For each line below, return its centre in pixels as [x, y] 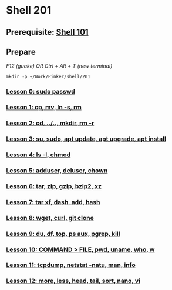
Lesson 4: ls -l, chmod [38, 155]
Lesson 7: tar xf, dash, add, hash [53, 202]
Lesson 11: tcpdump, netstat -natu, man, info [71, 265]
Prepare [21, 51]
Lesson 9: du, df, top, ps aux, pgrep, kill [63, 234]
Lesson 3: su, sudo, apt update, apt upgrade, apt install [86, 139]
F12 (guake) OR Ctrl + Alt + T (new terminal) [59, 66]
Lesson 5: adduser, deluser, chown [57, 170]
